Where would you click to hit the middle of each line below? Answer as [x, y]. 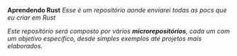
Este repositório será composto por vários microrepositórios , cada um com [119, 31]
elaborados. [25, 46]
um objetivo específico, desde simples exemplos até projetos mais [105, 38]
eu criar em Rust [32, 17]
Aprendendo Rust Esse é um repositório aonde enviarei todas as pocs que [117, 10]
